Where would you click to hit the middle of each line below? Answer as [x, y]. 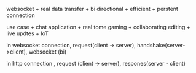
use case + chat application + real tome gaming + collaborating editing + [98, 27]
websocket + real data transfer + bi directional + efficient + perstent [92, 9]
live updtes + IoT [28, 33]
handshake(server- [161, 45]
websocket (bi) [48, 52]
